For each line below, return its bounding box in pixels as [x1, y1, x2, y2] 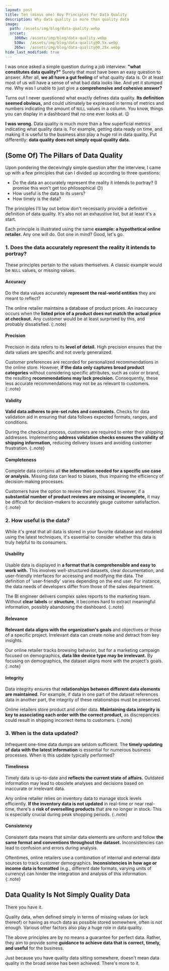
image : [5, 21, 19, 27]
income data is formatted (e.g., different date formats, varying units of [5, 866, 152, 872]
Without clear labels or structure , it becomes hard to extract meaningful [5, 598, 156, 604]
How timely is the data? [12, 196, 61, 202]
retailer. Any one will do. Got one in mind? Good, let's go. [5, 232, 124, 238]
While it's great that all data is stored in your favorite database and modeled [5, 528, 162, 535]
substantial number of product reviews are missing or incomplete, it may [5, 494, 160, 500]
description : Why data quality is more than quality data [5, 17, 129, 22]
